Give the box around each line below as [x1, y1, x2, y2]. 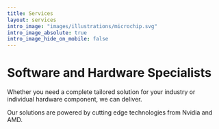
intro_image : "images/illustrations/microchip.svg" [7, 23, 157, 30]
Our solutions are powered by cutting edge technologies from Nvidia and [7, 108, 213, 117]
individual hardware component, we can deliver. [7, 95, 142, 104]
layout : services [7, 16, 57, 23]
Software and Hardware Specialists [7, 65, 212, 81]
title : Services [7, 10, 53, 17]
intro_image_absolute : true [7, 29, 88, 36]
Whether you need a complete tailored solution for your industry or [7, 88, 196, 96]
